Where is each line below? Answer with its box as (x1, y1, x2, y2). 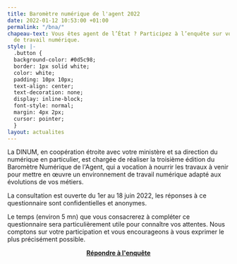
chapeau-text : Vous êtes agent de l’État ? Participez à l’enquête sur (7, 30, 222, 37)
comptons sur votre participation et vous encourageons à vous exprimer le (7, 227, 224, 236)
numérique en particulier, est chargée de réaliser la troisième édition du (7, 155, 215, 164)
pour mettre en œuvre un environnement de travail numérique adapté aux (7, 170, 221, 179)
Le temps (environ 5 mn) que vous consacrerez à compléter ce (7, 212, 190, 221)
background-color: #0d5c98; (13, 56, 97, 64)
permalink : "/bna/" (7, 23, 65, 30)
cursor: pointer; (13, 115, 65, 122)
